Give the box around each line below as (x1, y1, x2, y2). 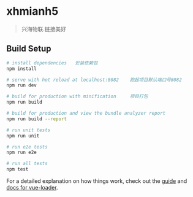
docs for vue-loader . (6, 184, 58, 191)
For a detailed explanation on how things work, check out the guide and (6, 177, 187, 185)
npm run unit (6, 133, 40, 139)
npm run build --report (6, 115, 67, 122)
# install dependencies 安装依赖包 (6, 60, 98, 66)
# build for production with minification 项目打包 (6, 93, 148, 99)
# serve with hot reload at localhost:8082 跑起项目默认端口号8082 (6, 77, 182, 83)
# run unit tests (6, 127, 51, 133)
